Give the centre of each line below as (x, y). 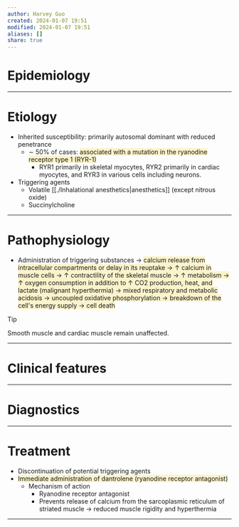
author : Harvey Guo (36, 14)
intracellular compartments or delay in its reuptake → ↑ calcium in (115, 267)
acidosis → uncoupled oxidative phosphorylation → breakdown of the (119, 298)
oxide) (38, 197)
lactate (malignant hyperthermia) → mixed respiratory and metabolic (118, 290)
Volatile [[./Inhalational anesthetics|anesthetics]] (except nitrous (122, 190)
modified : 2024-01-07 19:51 (49, 27)
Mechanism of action (59, 486)
